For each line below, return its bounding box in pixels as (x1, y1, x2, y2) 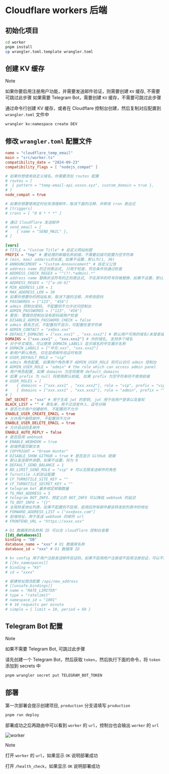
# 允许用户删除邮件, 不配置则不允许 (5, 416, 70, 421)
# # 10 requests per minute (5, 602, 64, 607)
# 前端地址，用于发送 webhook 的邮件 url (5, 514, 84, 519)
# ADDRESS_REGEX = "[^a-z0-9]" (5, 280, 71, 286)
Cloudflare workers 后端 (5, 5, 108, 16)
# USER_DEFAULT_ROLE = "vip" (5, 355, 66, 360)
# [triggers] (5, 206, 33, 211)
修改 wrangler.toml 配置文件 (5, 137, 92, 145)
